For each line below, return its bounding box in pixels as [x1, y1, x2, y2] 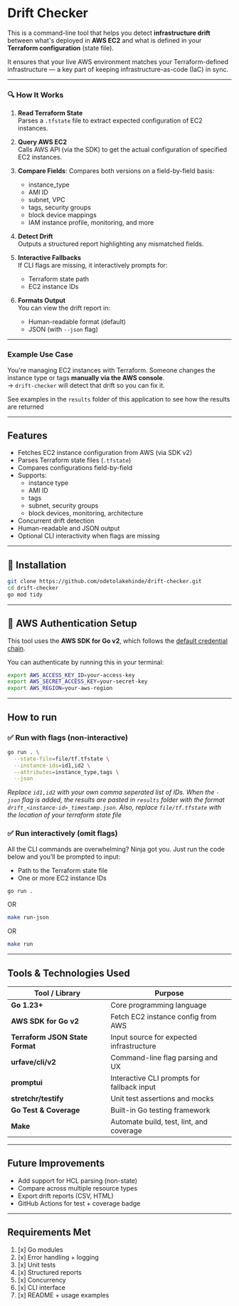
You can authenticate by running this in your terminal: [7, 657, 164, 667]
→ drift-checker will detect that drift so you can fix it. [7, 381, 165, 390]
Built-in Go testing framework [110, 1105, 211, 1115]
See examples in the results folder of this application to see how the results [7, 395, 230, 403]
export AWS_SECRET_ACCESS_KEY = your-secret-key [7, 678, 148, 685]
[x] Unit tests [17, 1260, 56, 1269]
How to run [7, 711, 58, 723]
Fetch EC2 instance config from [110, 1012, 217, 1022]
